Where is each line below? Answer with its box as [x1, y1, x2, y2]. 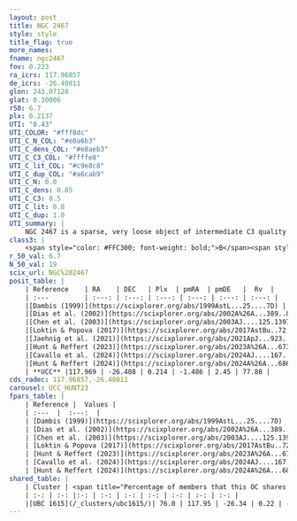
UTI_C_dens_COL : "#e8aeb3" [9, 144, 109, 153]
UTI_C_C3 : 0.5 [9, 194, 62, 204]
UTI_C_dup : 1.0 [9, 210, 65, 220]
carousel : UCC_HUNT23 [9, 384, 89, 393]
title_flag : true [9, 37, 73, 47]
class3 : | [9, 236, 46, 245]
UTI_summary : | [9, 219, 65, 228]
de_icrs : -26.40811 [9, 79, 81, 88]
